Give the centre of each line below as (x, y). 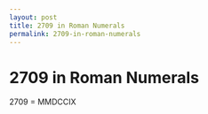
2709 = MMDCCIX (43, 102)
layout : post (33, 17)
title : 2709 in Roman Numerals (67, 26)
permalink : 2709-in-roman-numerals (75, 34)
